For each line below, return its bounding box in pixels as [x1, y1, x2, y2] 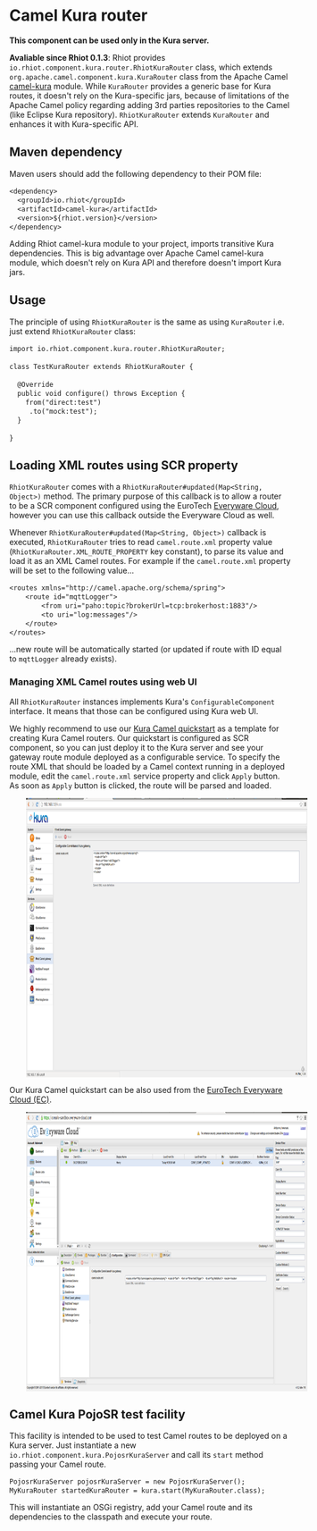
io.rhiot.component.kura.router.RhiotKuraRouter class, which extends [9, 62, 273, 72]
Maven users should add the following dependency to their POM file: [9, 168, 262, 179]
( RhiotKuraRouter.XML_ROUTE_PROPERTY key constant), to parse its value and [9, 546, 284, 557]
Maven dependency [9, 145, 123, 160]
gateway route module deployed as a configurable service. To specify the [9, 752, 280, 762]
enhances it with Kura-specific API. [9, 118, 139, 130]
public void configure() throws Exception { [17, 389, 186, 398]
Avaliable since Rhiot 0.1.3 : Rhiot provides [9, 52, 166, 63]
